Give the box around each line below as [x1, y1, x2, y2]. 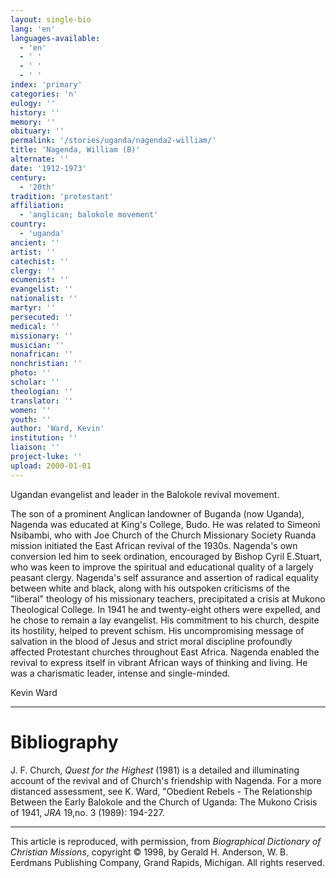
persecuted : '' [10, 312, 74, 322]
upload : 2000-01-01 [10, 461, 92, 471]
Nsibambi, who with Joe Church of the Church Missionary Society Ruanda [10, 529, 317, 541]
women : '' [10, 405, 52, 415]
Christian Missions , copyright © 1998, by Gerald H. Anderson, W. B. [10, 846, 289, 858]
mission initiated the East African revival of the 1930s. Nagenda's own [10, 539, 298, 551]
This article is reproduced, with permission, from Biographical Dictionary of [10, 835, 322, 847]
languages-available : [10, 33, 101, 43]
